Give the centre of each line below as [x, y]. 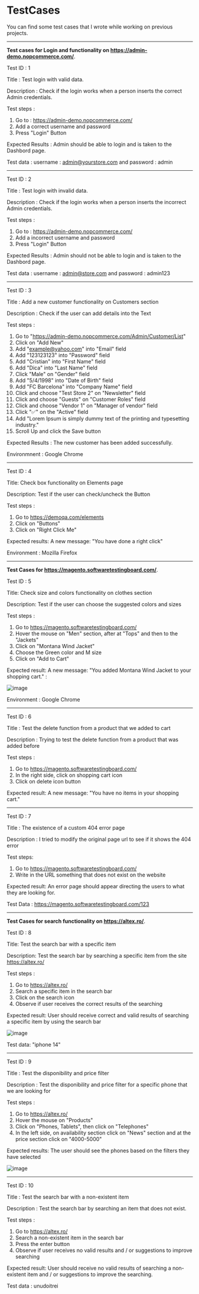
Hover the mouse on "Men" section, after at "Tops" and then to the [97, 633]
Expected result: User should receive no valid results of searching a [89, 1268]
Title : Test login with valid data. [45, 79]
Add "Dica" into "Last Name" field [56, 368]
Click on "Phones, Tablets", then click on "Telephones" [82, 1126]
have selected [24, 1156]
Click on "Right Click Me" [46, 530]
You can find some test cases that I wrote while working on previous [90, 27]
